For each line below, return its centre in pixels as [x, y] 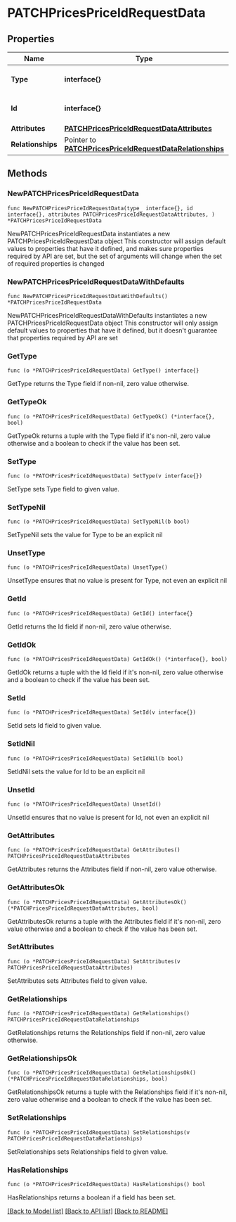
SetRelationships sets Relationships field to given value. [88, 1152]
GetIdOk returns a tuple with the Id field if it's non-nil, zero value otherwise [115, 672]
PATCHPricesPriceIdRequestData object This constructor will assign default [117, 241]
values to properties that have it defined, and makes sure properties [105, 248]
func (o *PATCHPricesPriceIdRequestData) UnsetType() [88, 567]
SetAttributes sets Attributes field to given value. [77, 980]
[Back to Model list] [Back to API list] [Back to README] [88, 1211]
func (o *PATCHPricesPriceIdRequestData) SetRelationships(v [99, 1132]
